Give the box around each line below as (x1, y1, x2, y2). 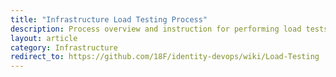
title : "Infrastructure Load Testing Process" (10, 14, 208, 25)
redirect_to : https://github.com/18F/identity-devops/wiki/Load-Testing (10, 52, 320, 62)
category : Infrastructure (10, 42, 118, 53)
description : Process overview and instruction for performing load (10, 24, 302, 34)
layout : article (10, 33, 78, 43)
